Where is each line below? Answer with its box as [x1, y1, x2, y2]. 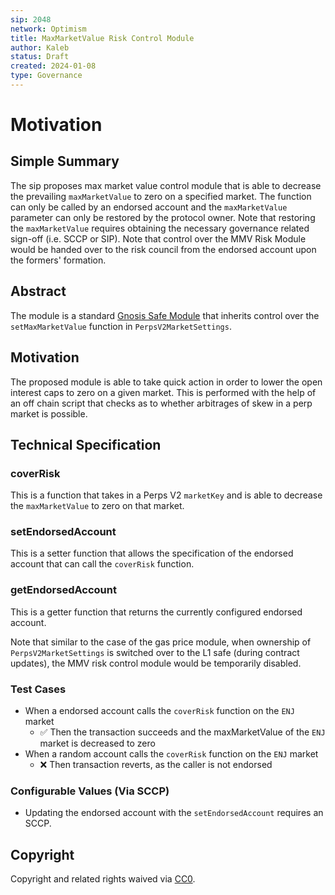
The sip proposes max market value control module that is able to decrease [10, 179, 322, 191]
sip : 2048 [10, 14, 52, 25]
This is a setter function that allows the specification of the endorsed [10, 547, 294, 560]
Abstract [10, 283, 67, 300]
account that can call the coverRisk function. [10, 558, 195, 570]
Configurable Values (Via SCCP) [10, 784, 170, 798]
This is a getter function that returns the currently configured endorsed [10, 606, 303, 618]
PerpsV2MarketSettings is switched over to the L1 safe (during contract [10, 646, 300, 658]
